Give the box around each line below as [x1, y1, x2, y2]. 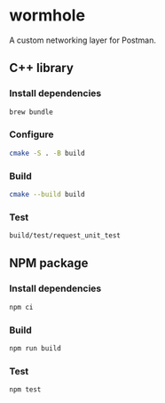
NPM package [9, 255, 89, 271]
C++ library [9, 60, 74, 76]
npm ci [9, 302, 34, 311]
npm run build [9, 343, 62, 352]
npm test [9, 385, 42, 394]
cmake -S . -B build [9, 149, 86, 157]
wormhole [9, 5, 86, 26]
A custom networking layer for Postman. [9, 35, 157, 45]
